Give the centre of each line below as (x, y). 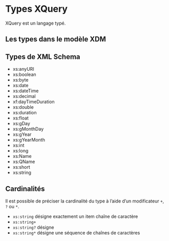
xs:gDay (22, 124)
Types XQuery (37, 9)
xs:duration (25, 113)
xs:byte (20, 80)
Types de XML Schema (43, 57)
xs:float (21, 118)
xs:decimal (24, 96)
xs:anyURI (23, 69)
